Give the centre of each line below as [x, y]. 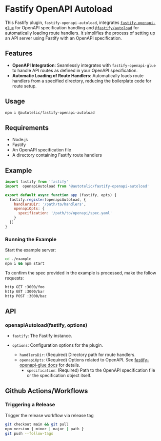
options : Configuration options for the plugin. [58, 345]
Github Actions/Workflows [47, 391]
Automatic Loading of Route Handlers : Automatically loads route [78, 75]
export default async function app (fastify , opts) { [61, 195]
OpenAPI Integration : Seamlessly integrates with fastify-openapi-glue [84, 65]
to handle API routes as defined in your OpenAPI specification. [75, 70]
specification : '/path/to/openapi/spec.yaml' [65, 213]
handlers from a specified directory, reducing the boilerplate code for [82, 81]
